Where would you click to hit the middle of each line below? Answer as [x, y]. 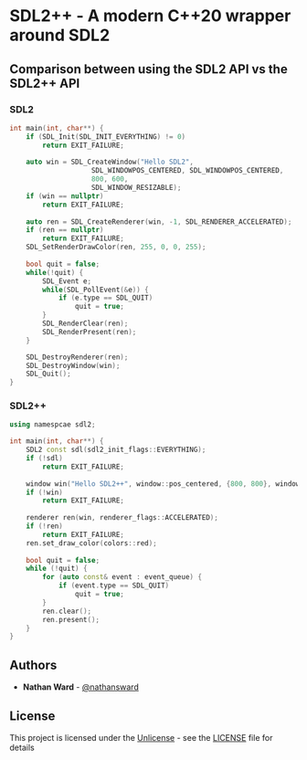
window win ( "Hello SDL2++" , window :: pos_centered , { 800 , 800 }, [149, 484]
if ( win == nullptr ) [65, 196]
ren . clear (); [67, 611]
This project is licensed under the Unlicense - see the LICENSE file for [141, 737]
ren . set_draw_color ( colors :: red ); [91, 543]
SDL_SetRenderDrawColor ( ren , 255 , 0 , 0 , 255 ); [116, 248]
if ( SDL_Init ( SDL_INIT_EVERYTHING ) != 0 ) [106, 137]
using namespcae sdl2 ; [53, 425]
